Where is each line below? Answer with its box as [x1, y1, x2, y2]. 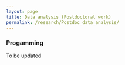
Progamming [6, 39, 44, 47]
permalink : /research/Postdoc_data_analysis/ [6, 19, 119, 25]
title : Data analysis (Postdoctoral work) [6, 14, 112, 20]
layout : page [6, 8, 38, 15]
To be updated [6, 52, 42, 59]
